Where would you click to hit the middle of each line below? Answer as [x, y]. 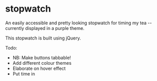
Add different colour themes [42, 63]
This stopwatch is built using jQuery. [43, 38]
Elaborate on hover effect [39, 68]
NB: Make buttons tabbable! [42, 57]
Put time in [24, 73]
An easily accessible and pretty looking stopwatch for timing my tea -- [78, 23]
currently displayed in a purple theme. [45, 28]
